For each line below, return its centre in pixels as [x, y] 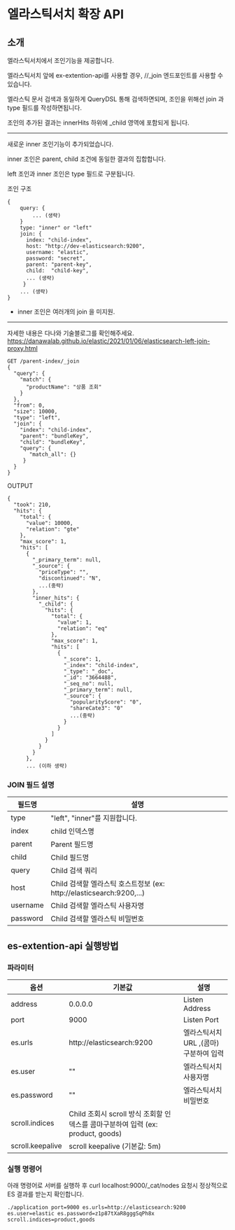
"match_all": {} [53, 454]
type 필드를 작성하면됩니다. [45, 108]
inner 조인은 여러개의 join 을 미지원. [66, 312]
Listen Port [201, 1019]
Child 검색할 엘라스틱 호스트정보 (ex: [108, 884]
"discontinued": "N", [70, 578]
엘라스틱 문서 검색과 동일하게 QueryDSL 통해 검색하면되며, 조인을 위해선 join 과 [116, 99]
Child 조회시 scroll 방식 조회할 [116, 1114]
